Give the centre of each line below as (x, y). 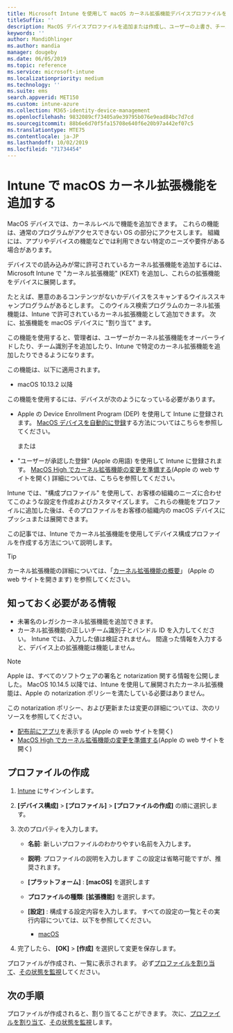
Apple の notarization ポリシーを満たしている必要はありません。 (117, 693)
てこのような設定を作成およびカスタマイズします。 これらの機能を (102, 502)
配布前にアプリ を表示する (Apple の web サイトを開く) (95, 731)
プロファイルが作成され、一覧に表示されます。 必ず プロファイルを (102, 963)
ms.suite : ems (28, 91)
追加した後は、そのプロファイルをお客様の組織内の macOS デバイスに (126, 510)
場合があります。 (31, 249)
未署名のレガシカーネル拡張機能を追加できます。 (87, 621)
